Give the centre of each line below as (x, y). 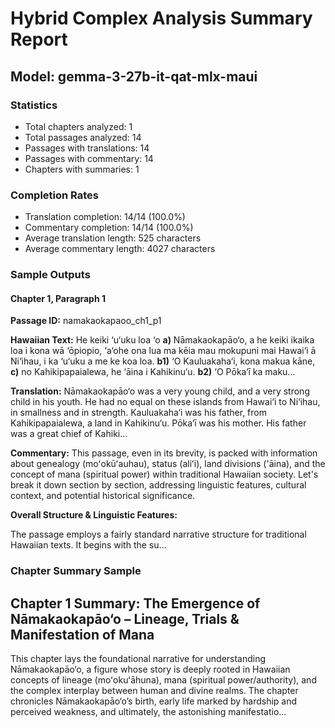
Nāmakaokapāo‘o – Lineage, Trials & (125, 618)
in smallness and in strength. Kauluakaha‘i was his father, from (138, 413)
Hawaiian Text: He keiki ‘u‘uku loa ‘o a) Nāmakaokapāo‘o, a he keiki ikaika (162, 340)
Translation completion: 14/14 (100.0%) (105, 217)
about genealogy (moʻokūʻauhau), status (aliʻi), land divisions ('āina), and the (168, 464)
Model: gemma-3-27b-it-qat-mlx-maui (134, 76)
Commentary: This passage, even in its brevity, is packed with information (164, 453)
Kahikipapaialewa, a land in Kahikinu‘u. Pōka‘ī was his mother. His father (158, 423)
